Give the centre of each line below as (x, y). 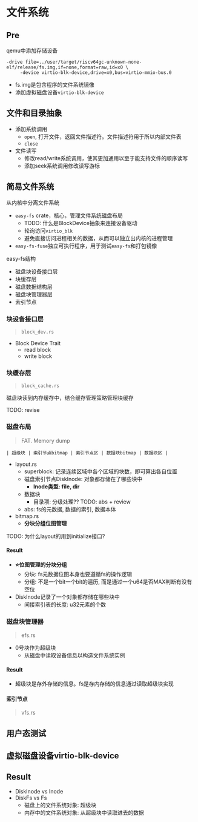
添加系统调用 (31, 129)
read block (38, 349)
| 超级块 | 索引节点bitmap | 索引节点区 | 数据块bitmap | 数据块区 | (87, 453)
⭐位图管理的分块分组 (41, 564)
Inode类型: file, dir (56, 487)
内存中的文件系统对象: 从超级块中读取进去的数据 (84, 813)
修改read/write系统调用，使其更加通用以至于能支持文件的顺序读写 (106, 158)
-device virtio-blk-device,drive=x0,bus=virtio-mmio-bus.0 (96, 73)
